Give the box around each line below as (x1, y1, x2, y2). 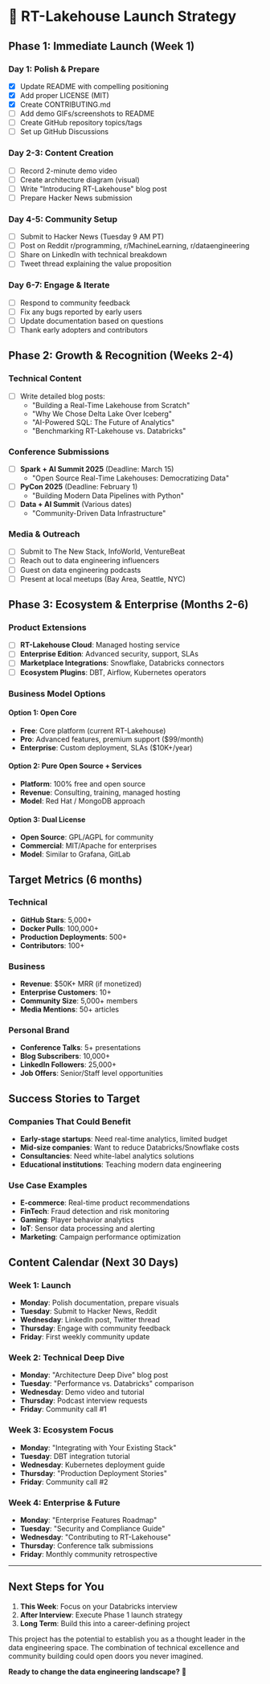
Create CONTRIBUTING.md (19, 100, 111, 109)
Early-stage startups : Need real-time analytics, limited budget (19, 1134, 227, 1144)
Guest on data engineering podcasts (19, 565, 141, 574)
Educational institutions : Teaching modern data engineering (19, 1160, 223, 1170)
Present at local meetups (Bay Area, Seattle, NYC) (19, 574, 186, 583)
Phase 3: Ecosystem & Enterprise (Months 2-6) (8, 598, 249, 611)
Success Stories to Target (8, 1092, 141, 1106)
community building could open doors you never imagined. (8, 1651, 203, 1661)
